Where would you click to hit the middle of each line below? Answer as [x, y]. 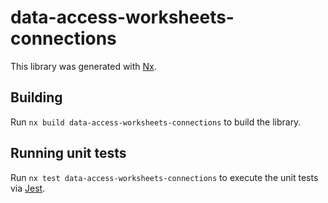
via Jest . [28, 188]
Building [36, 97]
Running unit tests [68, 153]
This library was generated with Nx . [83, 66]
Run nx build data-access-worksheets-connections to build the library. [156, 122]
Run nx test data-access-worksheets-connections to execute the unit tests [164, 177]
